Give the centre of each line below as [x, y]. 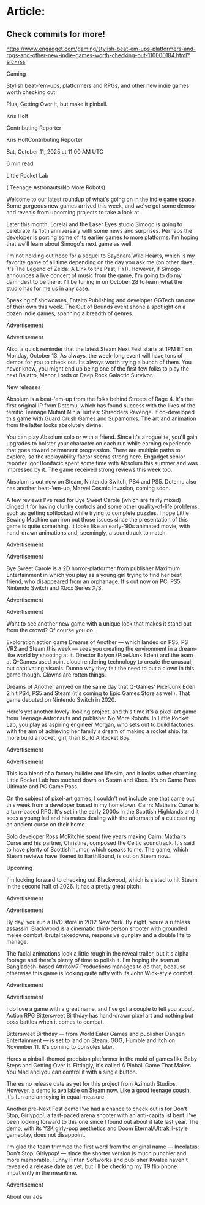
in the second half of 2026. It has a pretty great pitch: [74, 886]
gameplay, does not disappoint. [46, 1135]
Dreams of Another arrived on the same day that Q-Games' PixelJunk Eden [101, 687]
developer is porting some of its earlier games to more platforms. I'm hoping [102, 237]
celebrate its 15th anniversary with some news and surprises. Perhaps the [99, 231]
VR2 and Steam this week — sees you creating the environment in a [92, 649]
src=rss [16, 62]
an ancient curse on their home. [47, 824]
